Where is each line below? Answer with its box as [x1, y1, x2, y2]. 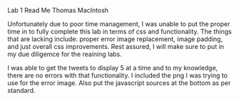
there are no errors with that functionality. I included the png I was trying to [7, 71, 228, 79]
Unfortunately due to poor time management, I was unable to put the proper [7, 20, 230, 28]
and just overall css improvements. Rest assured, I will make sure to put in [7, 43, 225, 50]
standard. [7, 87, 36, 94]
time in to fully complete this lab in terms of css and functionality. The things [7, 28, 232, 35]
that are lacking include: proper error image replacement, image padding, [7, 35, 223, 43]
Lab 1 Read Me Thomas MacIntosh [7, 6, 109, 14]
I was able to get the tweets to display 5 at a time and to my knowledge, [7, 64, 218, 72]
